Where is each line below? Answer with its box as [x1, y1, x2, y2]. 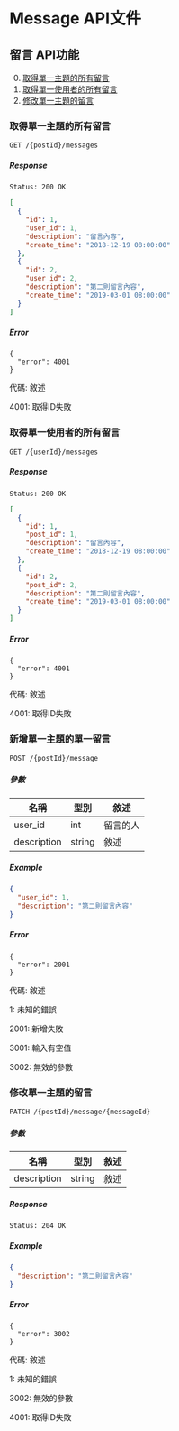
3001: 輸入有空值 [9, 1042, 72, 1053]
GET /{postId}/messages [9, 141, 99, 150]
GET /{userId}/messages [9, 448, 99, 457]
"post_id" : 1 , [25, 530, 78, 540]
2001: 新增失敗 [9, 1023, 64, 1034]
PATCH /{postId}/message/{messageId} [9, 1107, 151, 1116]
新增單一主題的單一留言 [9, 733, 111, 745]
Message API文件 [9, 8, 142, 29]
